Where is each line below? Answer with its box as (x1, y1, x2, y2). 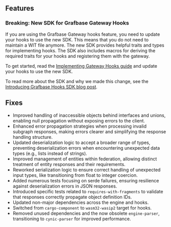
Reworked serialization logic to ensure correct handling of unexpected (12, 167, 161, 173)
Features (5, 4, 34, 13)
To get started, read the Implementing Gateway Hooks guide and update (5, 63, 157, 69)
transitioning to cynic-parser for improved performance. (12, 215, 131, 222)
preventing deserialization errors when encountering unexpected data (12, 145, 160, 151)
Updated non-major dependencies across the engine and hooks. (12, 199, 149, 205)
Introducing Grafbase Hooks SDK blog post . (5, 84, 98, 90)
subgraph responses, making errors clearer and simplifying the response (12, 128, 166, 135)
